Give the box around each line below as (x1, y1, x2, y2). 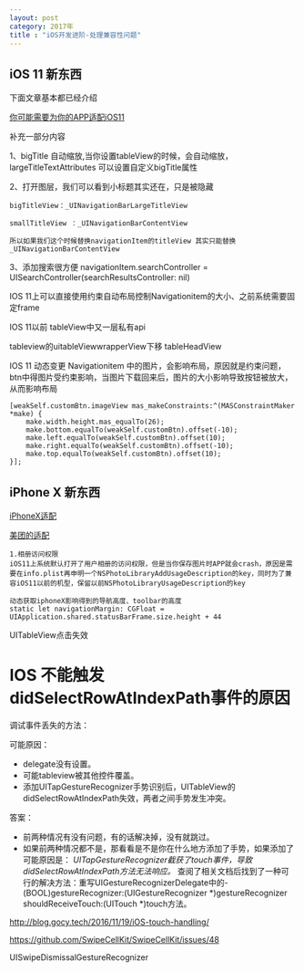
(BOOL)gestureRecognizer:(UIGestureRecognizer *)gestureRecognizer (22, 887, 289, 898)
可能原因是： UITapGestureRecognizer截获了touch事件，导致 (22, 854, 253, 865)
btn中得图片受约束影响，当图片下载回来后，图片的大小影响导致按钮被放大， (9, 371, 293, 383)
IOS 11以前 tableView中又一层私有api (9, 321, 146, 333)
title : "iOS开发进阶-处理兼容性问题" (9, 30, 142, 39)
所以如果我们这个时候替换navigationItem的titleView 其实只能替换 (9, 236, 237, 246)
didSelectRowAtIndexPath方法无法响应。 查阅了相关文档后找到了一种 (22, 865, 282, 876)
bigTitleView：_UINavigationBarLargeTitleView (9, 202, 188, 211)
